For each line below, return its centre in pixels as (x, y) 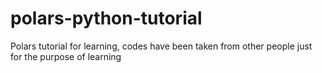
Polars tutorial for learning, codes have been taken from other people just (161, 46)
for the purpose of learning (66, 56)
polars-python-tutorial (106, 18)
